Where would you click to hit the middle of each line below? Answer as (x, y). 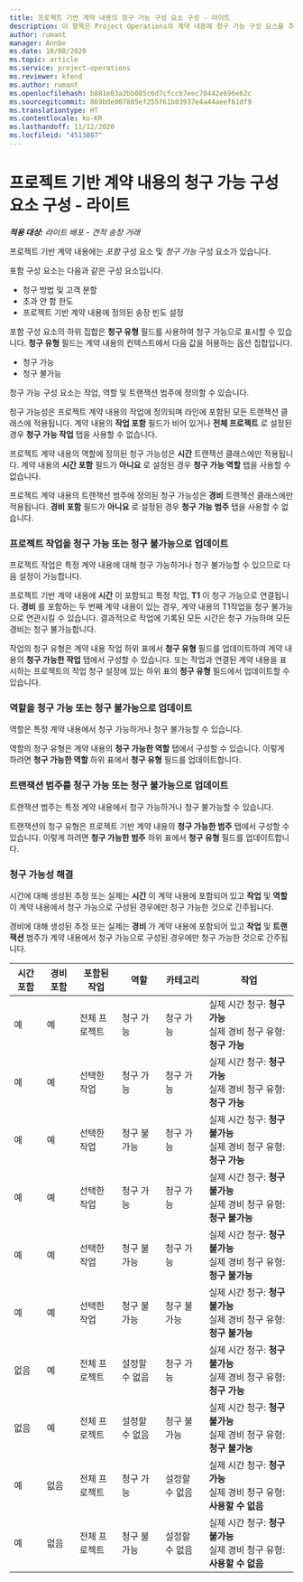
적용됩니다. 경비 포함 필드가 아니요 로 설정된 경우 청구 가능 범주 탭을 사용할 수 (144, 506)
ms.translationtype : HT (54, 110)
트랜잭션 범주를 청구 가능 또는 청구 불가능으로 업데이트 (119, 785)
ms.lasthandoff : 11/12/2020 (62, 127)
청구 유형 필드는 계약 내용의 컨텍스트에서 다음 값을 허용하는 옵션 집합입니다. (161, 342)
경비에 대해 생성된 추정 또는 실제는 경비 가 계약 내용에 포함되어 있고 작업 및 (140, 926)
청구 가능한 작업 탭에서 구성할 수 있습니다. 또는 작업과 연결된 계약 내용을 (151, 660)
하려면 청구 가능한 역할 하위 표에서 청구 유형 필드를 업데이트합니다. (125, 760)
